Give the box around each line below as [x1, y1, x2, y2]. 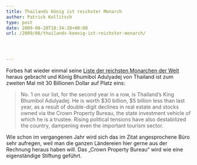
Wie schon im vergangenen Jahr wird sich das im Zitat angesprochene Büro [6, 133, 190, 141]
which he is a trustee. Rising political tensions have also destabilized [20, 116, 186, 123]
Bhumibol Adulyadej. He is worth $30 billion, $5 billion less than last [20, 97, 185, 105]
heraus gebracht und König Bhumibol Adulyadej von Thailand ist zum [6, 73, 173, 80]
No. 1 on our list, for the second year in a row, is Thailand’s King [20, 91, 175, 98]
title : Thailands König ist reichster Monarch [6, 8, 122, 15]
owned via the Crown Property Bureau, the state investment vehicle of [20, 110, 191, 117]
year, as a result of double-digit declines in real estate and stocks [20, 103, 179, 110]
